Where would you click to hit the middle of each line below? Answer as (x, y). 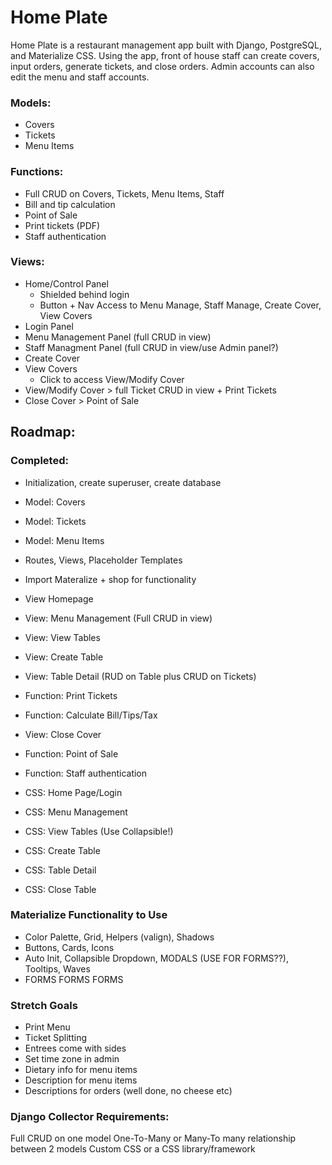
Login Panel (49, 326)
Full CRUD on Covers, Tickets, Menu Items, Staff (124, 193)
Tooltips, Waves (57, 968)
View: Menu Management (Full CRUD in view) (118, 618)
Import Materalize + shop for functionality (110, 579)
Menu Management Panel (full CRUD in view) (118, 337)
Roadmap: (43, 432)
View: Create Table (64, 657)
